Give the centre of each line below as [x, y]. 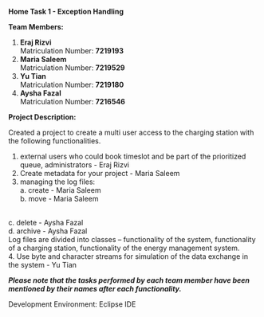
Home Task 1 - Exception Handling [66, 12]
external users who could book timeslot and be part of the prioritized [133, 156]
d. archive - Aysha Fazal [48, 231]
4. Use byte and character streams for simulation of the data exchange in [128, 256]
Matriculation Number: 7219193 [72, 51]
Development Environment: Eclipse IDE [72, 304]
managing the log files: [57, 182]
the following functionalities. [55, 141]
